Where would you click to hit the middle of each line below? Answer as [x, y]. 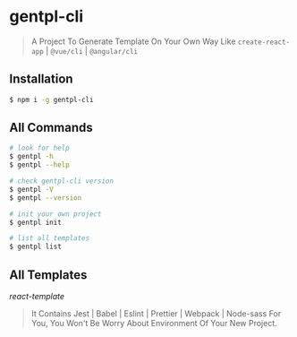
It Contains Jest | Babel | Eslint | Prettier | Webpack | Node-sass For [156, 314]
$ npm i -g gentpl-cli [51, 99]
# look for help [39, 148]
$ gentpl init [36, 222]
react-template [37, 296]
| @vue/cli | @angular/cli [92, 50]
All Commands [51, 128]
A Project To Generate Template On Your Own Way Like [133, 41]
